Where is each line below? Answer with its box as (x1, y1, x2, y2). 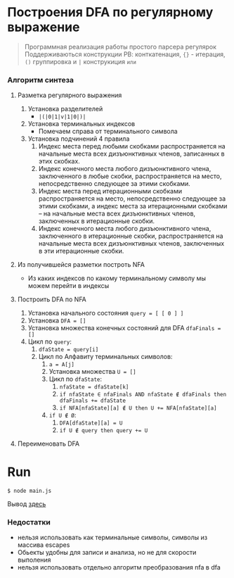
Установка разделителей (27, 105, 103, 113)
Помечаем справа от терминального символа (38, 127, 178, 136)
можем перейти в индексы (27, 282, 110, 290)
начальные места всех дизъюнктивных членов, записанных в (38, 149, 225, 158)
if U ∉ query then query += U (59, 427, 148, 434)
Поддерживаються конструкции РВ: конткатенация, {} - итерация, (24, 50, 226, 58)
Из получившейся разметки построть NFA (17, 260, 145, 269)
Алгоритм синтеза (7, 75, 74, 84)
